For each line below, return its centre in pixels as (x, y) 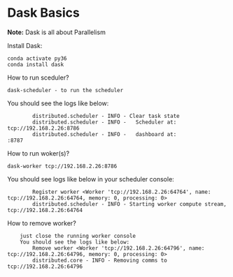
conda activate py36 (37, 58)
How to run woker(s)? (38, 153)
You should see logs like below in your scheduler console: (91, 179)
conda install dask (36, 64)
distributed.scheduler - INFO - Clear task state (106, 116)
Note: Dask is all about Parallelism (57, 32)
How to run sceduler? (38, 77)
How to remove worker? (42, 223)
